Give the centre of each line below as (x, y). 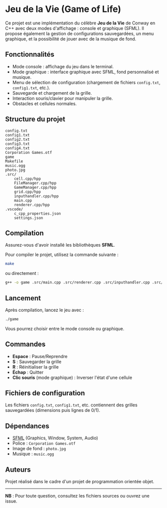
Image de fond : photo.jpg (39, 449)
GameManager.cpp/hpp (35, 187)
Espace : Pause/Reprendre (40, 356)
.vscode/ (14, 209)
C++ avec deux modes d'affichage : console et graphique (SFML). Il (75, 28)
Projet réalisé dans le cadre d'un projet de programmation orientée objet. (80, 482)
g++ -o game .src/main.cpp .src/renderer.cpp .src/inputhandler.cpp (78, 282)
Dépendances (27, 426)
